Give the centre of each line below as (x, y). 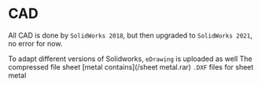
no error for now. (35, 43)
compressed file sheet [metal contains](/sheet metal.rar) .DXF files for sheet (131, 66)
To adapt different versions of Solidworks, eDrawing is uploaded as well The (130, 59)
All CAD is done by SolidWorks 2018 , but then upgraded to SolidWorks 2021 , (131, 35)
